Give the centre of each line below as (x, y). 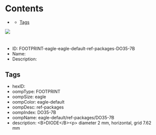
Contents (24, 9)
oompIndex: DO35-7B (34, 112)
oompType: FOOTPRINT (36, 91)
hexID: (19, 86)
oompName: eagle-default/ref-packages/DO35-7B (63, 117)
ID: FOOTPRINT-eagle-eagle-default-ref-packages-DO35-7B (74, 49)
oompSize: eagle (29, 97)
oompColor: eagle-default (38, 102)
